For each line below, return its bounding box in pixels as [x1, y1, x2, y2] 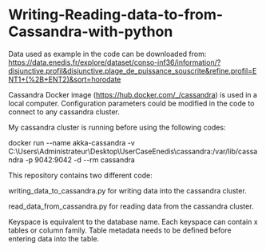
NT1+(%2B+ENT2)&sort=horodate [8, 74, 121, 84]
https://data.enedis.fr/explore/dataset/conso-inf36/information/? [8, 58, 221, 67]
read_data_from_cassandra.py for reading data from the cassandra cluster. [8, 201, 254, 211]
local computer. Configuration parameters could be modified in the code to [8, 98, 255, 108]
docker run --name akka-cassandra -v [8, 137, 136, 147]
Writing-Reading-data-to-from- [8, 6, 224, 24]
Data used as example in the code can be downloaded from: [8, 49, 207, 58]
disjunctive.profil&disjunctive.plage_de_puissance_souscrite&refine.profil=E [8, 66, 257, 75]
